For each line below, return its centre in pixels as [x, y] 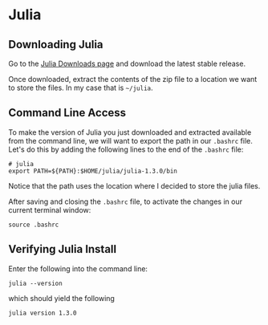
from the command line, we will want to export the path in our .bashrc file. [130, 140]
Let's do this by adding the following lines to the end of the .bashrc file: [126, 149]
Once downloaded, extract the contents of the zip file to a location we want [133, 79]
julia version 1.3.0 [43, 313]
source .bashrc [34, 225]
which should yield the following [61, 298]
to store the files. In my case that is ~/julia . [81, 87]
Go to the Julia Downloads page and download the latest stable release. [127, 63]
